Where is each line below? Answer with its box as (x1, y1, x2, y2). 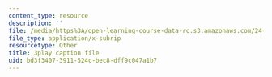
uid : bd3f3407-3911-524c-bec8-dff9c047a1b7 (8, 57, 158, 65)
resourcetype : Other (8, 42, 79, 50)
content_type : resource (8, 11, 89, 20)
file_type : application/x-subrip (8, 34, 121, 43)
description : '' (8, 19, 63, 27)
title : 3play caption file (8, 49, 100, 57)
